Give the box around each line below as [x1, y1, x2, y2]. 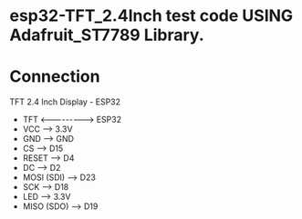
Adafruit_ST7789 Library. [9, 25, 204, 45]
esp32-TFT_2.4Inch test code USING [9, 5, 294, 26]
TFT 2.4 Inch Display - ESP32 [9, 96, 121, 107]
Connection [9, 66, 100, 87]
